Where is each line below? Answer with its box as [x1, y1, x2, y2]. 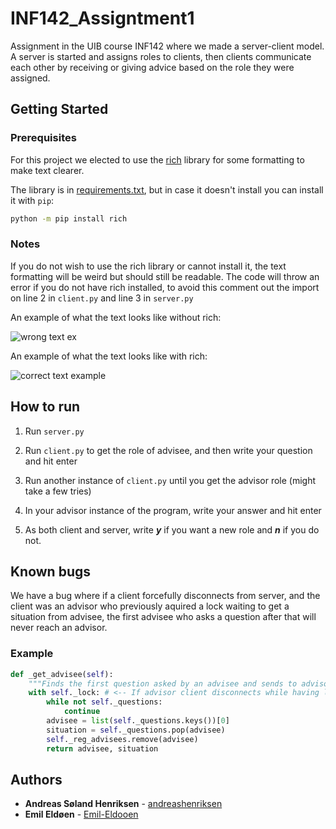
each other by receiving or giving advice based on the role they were [10, 61, 295, 73]
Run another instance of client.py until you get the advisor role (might [24, 474, 317, 486]
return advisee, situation [46, 743, 159, 754]
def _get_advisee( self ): [10, 669, 114, 679]
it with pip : [10, 194, 55, 206]
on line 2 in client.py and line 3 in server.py [10, 292, 194, 304]
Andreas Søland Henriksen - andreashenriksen [24, 798, 223, 810]
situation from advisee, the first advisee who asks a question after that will [10, 611, 317, 623]
